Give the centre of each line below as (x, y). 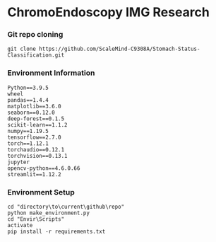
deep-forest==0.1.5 (36, 119)
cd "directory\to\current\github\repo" (66, 207)
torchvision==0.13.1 (38, 156)
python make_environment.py (49, 213)
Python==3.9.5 (28, 88)
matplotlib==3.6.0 (34, 106)
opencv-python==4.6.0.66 (44, 168)
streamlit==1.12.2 (34, 174)
